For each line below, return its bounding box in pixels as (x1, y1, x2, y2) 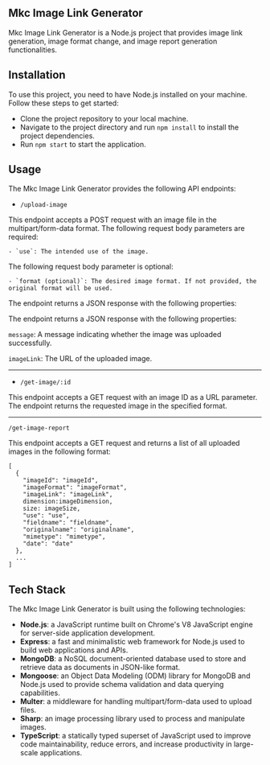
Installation (8, 68, 66, 82)
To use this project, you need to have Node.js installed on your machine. (8, 89, 247, 99)
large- (233, 739, 255, 749)
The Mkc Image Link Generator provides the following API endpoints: (8, 184, 236, 194)
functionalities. (8, 44, 58, 55)
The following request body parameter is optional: (8, 261, 174, 272)
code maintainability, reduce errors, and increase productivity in (19, 739, 232, 749)
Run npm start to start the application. (19, 139, 146, 149)
